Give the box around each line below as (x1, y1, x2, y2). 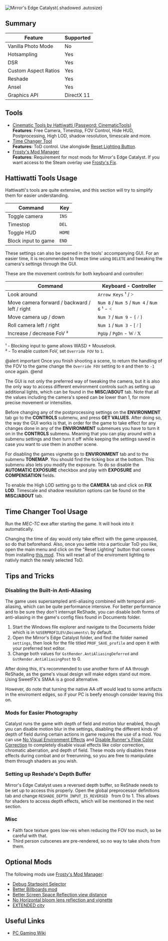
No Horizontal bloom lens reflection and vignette (12, 897, 113, 903)
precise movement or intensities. (5, 400, 72, 406)
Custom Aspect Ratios (7, 67, 60, 74)
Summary (5, 19, 36, 28)
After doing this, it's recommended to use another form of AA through (5, 665, 149, 671)
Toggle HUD (7, 229, 36, 236)
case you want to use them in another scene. (5, 441, 98, 447)
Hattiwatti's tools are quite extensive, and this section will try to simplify (5, 187, 153, 193)
